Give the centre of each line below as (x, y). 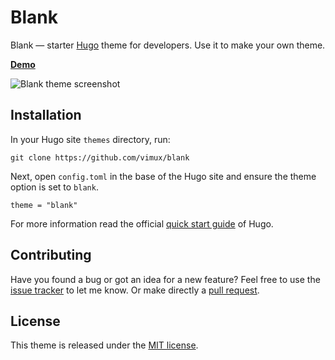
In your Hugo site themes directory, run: (90, 139)
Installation (46, 115)
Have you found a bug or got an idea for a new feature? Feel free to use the (165, 279)
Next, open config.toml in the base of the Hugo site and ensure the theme (163, 176)
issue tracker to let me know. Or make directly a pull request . (135, 290)
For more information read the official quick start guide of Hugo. (142, 223)
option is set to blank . (54, 187)
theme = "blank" (44, 205)
